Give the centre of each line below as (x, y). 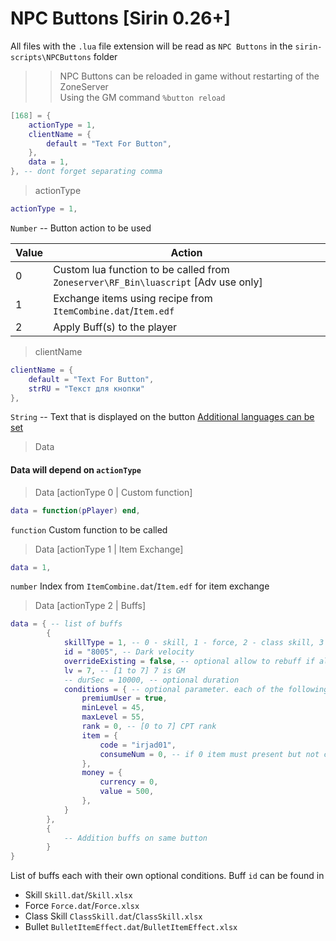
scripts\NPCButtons (51, 57)
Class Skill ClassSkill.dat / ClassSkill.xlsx (113, 916)
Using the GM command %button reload (142, 97)
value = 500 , (127, 792)
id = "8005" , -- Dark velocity (129, 652)
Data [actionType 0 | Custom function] (113, 492)
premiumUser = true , (124, 698)
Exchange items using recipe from (133, 298)
